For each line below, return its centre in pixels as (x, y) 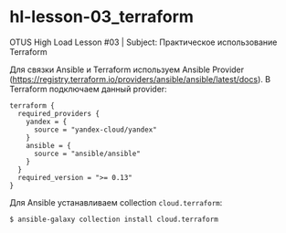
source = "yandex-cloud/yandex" (95, 130)
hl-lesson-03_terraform (102, 17)
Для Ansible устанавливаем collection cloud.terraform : (116, 202)
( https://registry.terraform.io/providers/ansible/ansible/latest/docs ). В (140, 79)
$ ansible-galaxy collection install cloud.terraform (114, 219)
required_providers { (59, 113)
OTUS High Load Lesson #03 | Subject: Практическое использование (143, 42)
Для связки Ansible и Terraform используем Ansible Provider (127, 69)
